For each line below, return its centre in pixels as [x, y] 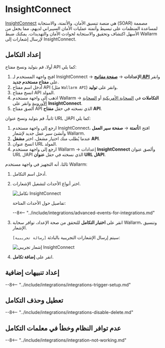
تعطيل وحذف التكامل [34, 300]
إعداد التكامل [23, 55]
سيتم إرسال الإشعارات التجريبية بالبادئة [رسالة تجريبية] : [66, 237]
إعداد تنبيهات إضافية [32, 273]
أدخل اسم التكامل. [29, 174]
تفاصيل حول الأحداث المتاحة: [39, 203]
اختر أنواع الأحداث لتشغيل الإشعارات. [46, 183]
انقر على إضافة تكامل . [33, 257]
